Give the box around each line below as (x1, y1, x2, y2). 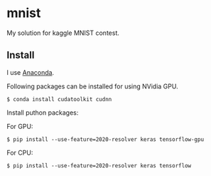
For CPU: (6, 148, 33, 157)
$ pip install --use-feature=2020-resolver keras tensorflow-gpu (6, 135, 204, 143)
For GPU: (6, 122, 33, 130)
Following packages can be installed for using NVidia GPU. (6, 82, 178, 90)
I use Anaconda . (6, 68, 55, 76)
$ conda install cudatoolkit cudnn (6, 95, 112, 103)
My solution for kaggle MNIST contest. (6, 29, 120, 37)
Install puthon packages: (6, 108, 79, 117)
